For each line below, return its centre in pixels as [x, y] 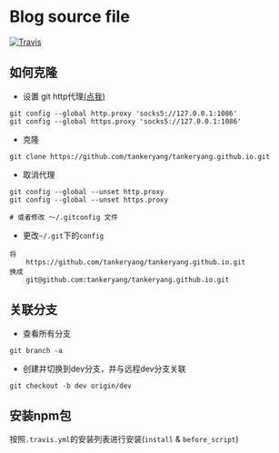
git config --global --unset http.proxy [87, 192]
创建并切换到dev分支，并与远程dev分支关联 [104, 369]
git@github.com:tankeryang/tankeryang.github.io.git [128, 280]
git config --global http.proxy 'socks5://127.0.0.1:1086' [124, 113]
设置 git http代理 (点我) [64, 96]
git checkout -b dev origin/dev [70, 386]
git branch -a [36, 350]
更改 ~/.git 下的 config [63, 235]
